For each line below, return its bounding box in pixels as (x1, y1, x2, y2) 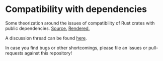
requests (5, 50, 24, 56)
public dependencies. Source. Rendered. (5, 25, 90, 31)
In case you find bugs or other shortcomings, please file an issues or (5, 44, 147, 50)
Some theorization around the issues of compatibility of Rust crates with (5, 20, 155, 26)
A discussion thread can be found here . (5, 35, 87, 41)
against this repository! (24, 50, 72, 56)
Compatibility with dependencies (5, 3, 147, 15)
